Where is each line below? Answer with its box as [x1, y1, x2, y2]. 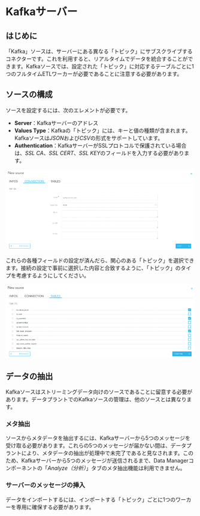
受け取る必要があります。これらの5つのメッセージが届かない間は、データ [5, 442, 187, 449]
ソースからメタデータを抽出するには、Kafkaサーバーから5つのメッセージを [5, 434, 191, 442]
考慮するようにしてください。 [16, 272, 90, 279]
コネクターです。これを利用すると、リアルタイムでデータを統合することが [5, 55, 188, 62]
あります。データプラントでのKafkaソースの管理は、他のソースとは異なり [5, 395, 187, 402]
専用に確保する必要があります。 [16, 503, 95, 511]
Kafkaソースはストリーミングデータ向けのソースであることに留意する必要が [5, 388, 193, 395]
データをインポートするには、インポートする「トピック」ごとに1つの [5, 496, 176, 503]
